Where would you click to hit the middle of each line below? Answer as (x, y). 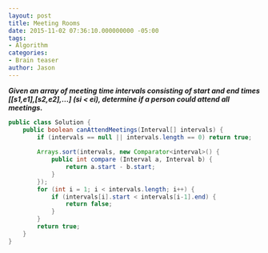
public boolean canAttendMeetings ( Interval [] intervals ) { (123, 130)
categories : (28, 53)
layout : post (30, 16)
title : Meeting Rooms (44, 23)
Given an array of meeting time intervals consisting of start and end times (134, 90)
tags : (17, 38)
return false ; (89, 204)
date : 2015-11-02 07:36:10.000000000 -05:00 (84, 30)
